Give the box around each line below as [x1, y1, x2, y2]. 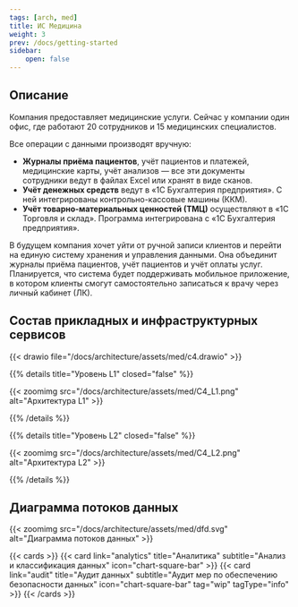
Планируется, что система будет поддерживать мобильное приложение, [9, 268, 290, 278]
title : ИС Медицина [9, 21, 82, 30]
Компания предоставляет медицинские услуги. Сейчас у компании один [9, 111, 290, 122]
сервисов [9, 328, 66, 343]
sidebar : [9, 47, 42, 56]
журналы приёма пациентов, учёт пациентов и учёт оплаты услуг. [9, 259, 263, 269]
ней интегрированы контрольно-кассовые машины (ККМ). [21, 193, 248, 204]
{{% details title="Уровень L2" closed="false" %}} [9, 430, 196, 440]
